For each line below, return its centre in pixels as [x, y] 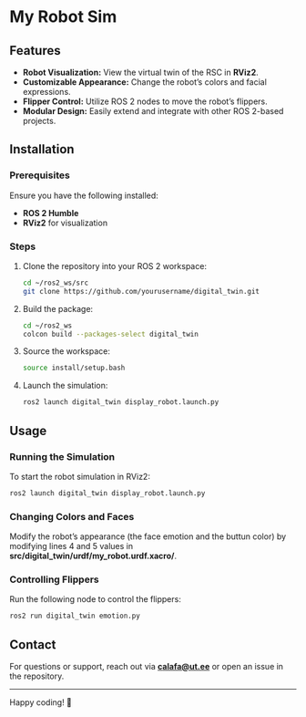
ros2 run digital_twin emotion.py [75, 616]
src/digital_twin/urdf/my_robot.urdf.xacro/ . [93, 556]
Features [35, 51]
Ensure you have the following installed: [84, 195]
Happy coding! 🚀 [41, 702]
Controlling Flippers [54, 579]
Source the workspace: [66, 351]
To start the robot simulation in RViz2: [80, 476]
